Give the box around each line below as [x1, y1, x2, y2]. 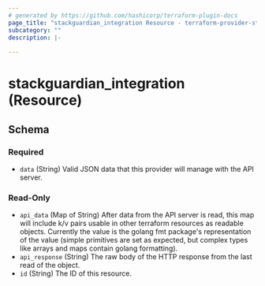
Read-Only [8, 192, 51, 203]
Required [8, 147, 44, 158]
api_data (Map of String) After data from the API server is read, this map [19, 210, 255, 220]
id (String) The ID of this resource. [19, 269, 132, 278]
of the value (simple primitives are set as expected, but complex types [19, 236, 248, 245]
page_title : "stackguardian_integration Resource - [8, 19, 181, 27]
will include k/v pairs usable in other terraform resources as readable [19, 218, 244, 228]
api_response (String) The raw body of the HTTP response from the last [19, 252, 252, 262]
